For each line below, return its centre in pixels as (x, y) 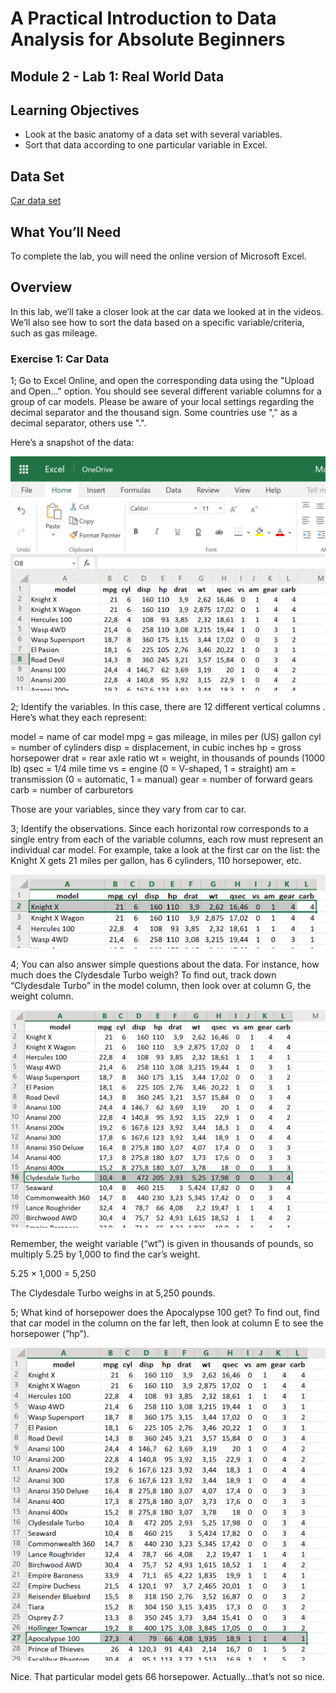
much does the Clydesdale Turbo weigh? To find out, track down (143, 974)
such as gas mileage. (54, 333)
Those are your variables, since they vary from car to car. (128, 809)
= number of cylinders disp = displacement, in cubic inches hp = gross (156, 748)
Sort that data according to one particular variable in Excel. (146, 145)
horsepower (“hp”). (50, 1334)
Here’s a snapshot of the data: (72, 443)
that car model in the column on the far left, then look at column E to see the (167, 1323)
